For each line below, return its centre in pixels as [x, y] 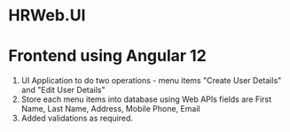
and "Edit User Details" [63, 90]
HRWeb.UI [47, 16]
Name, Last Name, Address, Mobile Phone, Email [110, 109]
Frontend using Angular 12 [108, 56]
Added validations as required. [77, 118]
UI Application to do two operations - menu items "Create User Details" [151, 81]
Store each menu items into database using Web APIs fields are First [146, 99]
